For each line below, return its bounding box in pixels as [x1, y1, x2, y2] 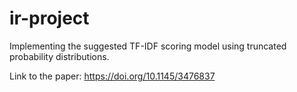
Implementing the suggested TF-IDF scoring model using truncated [9, 40, 287, 52]
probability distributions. [9, 50, 110, 62]
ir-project [9, 7, 90, 30]
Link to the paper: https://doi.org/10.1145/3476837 [9, 70, 216, 82]
